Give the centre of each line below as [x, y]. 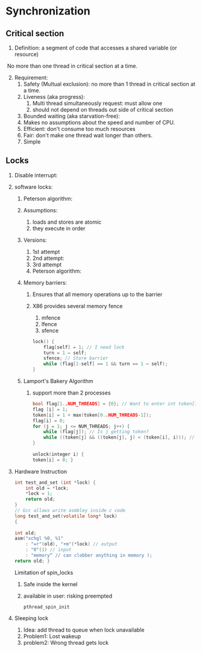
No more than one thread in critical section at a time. [72, 66]
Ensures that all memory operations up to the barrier [97, 294]
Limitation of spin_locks [44, 572]
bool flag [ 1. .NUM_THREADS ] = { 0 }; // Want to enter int [104, 404]
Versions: [35, 240]
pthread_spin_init [46, 607]
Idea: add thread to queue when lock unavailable [84, 630]
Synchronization [48, 11]
